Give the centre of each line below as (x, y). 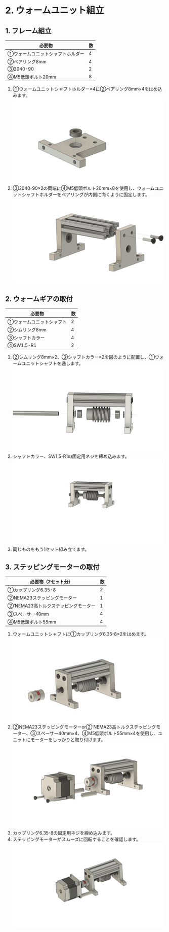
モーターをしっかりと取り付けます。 (68, 740)
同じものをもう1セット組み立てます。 (51, 549)
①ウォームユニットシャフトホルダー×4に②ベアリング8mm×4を (81, 89)
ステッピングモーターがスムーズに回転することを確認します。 (76, 839)
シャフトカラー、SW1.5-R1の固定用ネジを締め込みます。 (71, 456)
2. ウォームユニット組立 (55, 10)
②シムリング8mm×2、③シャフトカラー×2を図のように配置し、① (84, 357)
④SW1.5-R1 (22, 345)
